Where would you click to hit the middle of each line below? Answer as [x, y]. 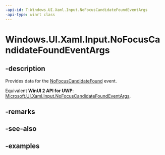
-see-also [21, 129]
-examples [22, 146]
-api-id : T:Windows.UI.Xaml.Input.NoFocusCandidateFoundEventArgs [76, 10]
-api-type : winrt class [30, 15]
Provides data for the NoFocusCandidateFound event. [61, 81]
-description [25, 69]
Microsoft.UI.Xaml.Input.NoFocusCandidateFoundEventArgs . [68, 96]
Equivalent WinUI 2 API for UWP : [40, 91]
